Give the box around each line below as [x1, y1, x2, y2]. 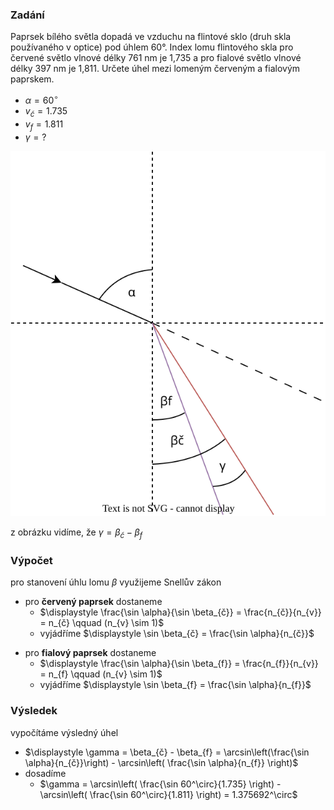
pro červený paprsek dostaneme [24, 596, 163, 608]
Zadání [10, 8, 45, 22]
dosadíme [24, 767, 67, 779]
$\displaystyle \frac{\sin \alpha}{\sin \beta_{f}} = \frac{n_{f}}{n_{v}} [39, 658, 319, 670]
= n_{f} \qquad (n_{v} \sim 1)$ [39, 668, 163, 680]
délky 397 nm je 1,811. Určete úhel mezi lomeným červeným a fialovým [10, 63, 301, 75]
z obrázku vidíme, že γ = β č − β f [10, 526, 143, 541]
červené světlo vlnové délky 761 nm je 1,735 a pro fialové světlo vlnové [10, 52, 302, 64]
